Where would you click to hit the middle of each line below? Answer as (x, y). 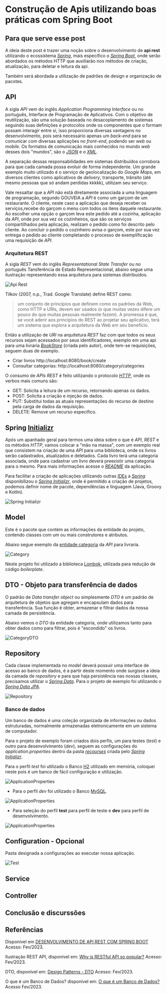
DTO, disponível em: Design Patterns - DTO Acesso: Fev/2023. (69, 972)
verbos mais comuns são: (32, 381)
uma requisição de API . (29, 240)
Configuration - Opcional (45, 842)
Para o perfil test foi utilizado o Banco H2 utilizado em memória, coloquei (80, 766)
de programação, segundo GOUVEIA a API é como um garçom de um (77, 198)
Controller (21, 896)
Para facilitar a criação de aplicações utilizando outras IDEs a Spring (75, 476)
